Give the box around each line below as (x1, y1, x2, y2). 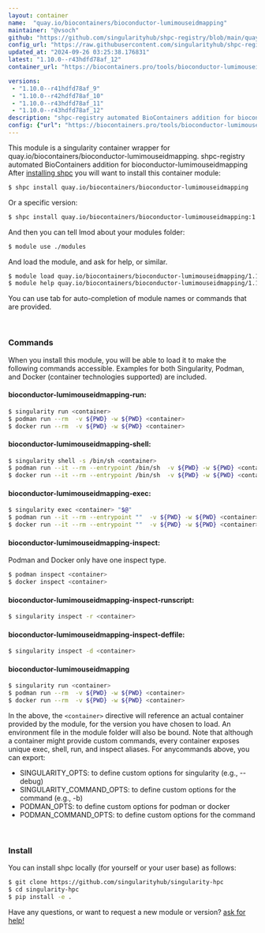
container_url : (8, 63, 58, 71)
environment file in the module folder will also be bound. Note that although (8, 728, 254, 737)
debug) (19, 776, 44, 786)
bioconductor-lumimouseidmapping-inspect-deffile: (8, 630, 185, 639)
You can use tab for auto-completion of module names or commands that (8, 294, 247, 303)
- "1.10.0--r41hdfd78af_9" (11, 85, 101, 92)
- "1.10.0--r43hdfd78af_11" (11, 100, 104, 107)
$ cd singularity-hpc (8, 886, 80, 893)
